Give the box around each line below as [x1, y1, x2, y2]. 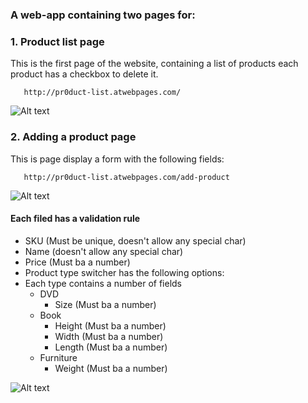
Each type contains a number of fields [24, 277, 182, 289]
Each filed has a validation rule [10, 213, 141, 225]
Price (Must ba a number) [24, 256, 131, 268]
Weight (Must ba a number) [54, 362, 168, 374]
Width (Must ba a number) [54, 330, 164, 342]
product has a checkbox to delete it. [10, 68, 159, 80]
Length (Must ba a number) [54, 341, 168, 353]
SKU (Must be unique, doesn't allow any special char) [24, 234, 247, 247]
